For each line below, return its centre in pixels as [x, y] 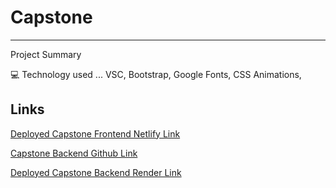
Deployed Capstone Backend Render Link [96, 172]
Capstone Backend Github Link [74, 153]
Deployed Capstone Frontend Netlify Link [95, 133]
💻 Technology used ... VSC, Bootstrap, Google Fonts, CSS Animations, [156, 74]
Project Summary [46, 54]
